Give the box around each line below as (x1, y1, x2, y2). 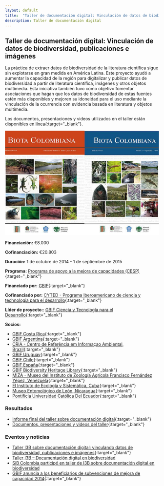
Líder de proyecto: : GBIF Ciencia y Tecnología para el (5, 307, 114, 312)
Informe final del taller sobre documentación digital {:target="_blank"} (12, 416, 152, 422)
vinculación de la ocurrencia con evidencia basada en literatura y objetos (5, 101, 152, 107)
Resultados (5, 405, 33, 412)
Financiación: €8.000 (5, 239, 49, 246)
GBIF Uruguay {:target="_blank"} (12, 351, 77, 357)
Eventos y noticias (5, 433, 50, 440)
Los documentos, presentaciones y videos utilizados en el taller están (5, 116, 145, 122)
